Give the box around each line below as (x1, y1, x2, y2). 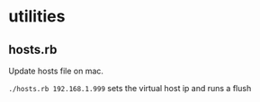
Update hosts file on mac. (8, 65, 104, 76)
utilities (8, 6, 66, 27)
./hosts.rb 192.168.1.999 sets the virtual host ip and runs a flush (8, 83, 252, 93)
